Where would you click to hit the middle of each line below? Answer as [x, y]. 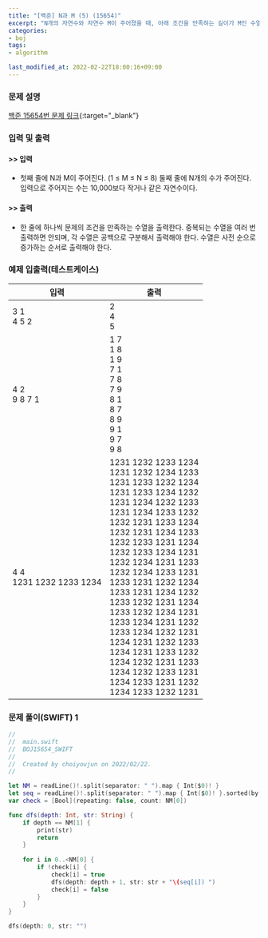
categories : [28, 30]
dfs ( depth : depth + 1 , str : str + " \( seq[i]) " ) [133, 882]
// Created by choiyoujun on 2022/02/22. [80, 764]
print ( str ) [55, 830]
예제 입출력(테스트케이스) [54, 270]
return [48, 837]
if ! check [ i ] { [62, 868]
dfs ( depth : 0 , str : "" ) [48, 926]
